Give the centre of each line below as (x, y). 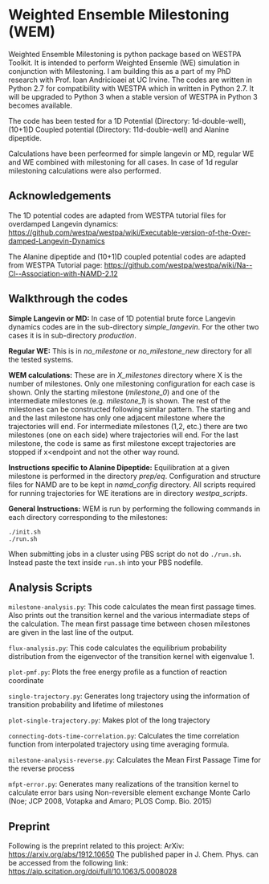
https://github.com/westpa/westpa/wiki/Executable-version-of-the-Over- (130, 232)
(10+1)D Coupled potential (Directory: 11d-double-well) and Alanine (119, 129)
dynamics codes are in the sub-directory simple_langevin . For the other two (134, 326)
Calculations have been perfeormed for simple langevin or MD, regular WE (131, 153)
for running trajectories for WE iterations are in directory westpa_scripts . (128, 493)
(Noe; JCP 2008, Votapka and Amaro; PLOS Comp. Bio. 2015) (110, 801)
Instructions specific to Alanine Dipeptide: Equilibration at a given (119, 467)
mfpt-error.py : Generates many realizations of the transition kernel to (124, 784)
